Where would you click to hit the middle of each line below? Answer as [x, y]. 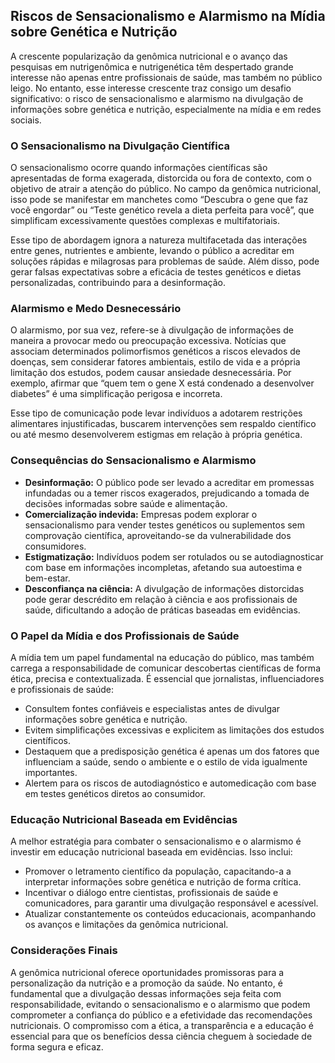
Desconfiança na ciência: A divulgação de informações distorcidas [164, 588]
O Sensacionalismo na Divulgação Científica [120, 146]
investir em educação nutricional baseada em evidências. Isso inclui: [151, 852]
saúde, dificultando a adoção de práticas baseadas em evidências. [162, 610]
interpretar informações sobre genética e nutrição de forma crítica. [163, 882]
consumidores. [55, 546]
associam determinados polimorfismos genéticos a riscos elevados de [155, 351]
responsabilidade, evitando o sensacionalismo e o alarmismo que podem [160, 1004]
